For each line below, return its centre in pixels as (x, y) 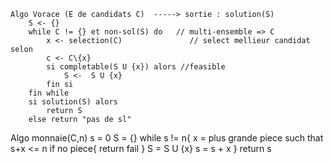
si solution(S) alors (73, 102)
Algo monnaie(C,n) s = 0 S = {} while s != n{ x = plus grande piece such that (167, 138)
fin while (49, 93)
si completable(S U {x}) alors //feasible (136, 67)
